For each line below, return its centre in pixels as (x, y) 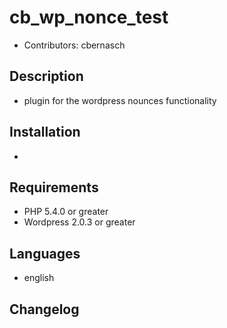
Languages (45, 253)
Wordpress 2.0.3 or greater (79, 222)
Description (46, 76)
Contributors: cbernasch (74, 45)
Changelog (44, 309)
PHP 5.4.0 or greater (66, 212)
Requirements (54, 187)
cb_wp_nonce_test (89, 17)
